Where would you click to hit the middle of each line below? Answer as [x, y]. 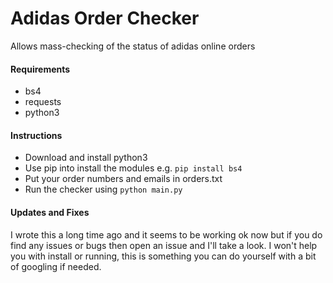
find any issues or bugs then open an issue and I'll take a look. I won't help [164, 245]
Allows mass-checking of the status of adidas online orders [133, 46]
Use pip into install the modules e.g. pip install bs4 [133, 168]
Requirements [40, 69]
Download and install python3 [86, 158]
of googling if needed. [56, 266]
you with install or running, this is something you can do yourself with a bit [163, 256]
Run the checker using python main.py [103, 189]
